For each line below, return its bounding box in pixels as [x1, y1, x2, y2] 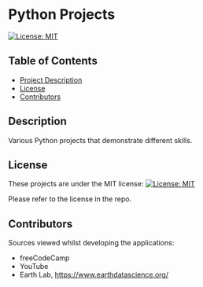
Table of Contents [8, 54, 98, 68]
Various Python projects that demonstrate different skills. [8, 135, 193, 145]
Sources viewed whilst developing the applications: [8, 238, 175, 248]
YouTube [19, 262, 49, 271]
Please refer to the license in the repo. [8, 194, 132, 204]
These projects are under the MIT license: [8, 179, 144, 189]
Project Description [19, 75, 83, 84]
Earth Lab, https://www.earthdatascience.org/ [19, 270, 169, 280]
